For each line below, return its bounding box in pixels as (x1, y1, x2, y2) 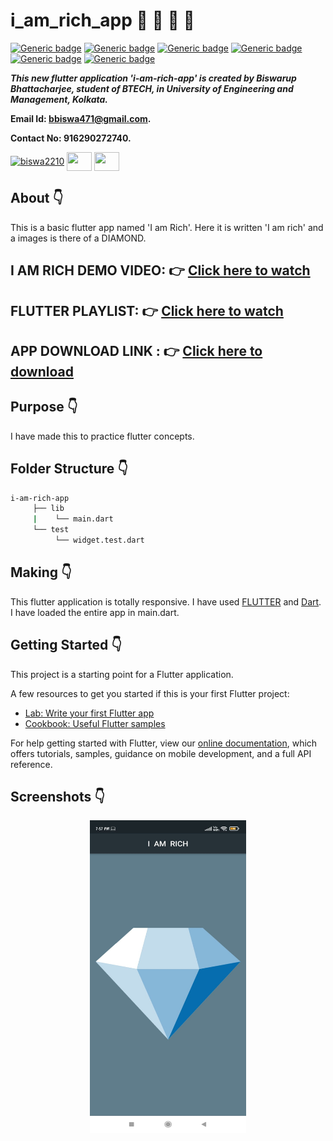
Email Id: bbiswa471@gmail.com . (10, 112, 152, 124)
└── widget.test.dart (54, 535, 145, 546)
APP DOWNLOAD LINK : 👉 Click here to (10, 342, 263, 359)
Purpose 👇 (10, 399, 78, 416)
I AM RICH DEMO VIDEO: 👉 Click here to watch (10, 262, 311, 279)
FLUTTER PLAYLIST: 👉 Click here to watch (10, 302, 284, 319)
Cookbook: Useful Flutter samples (24, 717, 166, 729)
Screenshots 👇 (10, 788, 106, 805)
